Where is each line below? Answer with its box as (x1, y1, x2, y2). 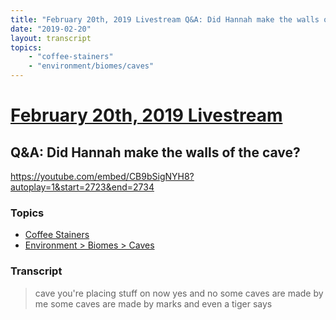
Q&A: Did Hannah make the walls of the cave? (10, 144, 301, 161)
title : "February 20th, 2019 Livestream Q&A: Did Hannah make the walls (10, 14, 320, 25)
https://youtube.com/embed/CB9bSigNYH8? (10, 171, 195, 182)
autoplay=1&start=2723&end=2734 (10, 181, 155, 193)
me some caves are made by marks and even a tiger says (34, 297, 273, 310)
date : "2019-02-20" (10, 24, 92, 34)
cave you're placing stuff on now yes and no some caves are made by (34, 287, 324, 299)
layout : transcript (10, 33, 92, 43)
